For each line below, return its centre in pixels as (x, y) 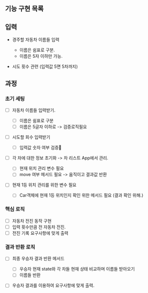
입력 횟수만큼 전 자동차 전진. (39, 227)
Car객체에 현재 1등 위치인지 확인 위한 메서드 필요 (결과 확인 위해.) (81, 195)
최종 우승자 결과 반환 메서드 (38, 259)
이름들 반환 (30, 275)
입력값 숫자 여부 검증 (41, 148)
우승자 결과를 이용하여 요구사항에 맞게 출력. (53, 286)
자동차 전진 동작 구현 (32, 221)
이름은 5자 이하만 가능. (41, 56)
